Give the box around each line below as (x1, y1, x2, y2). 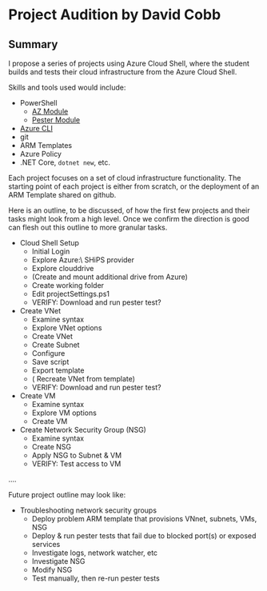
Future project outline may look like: (8, 490, 126, 499)
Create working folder (31, 281, 105, 290)
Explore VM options (31, 408, 98, 417)
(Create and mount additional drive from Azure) (31, 272, 188, 282)
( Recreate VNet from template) (31, 374, 136, 383)
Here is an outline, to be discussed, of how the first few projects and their (8, 206, 250, 215)
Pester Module (31, 115, 81, 125)
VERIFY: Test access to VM (31, 459, 122, 469)
